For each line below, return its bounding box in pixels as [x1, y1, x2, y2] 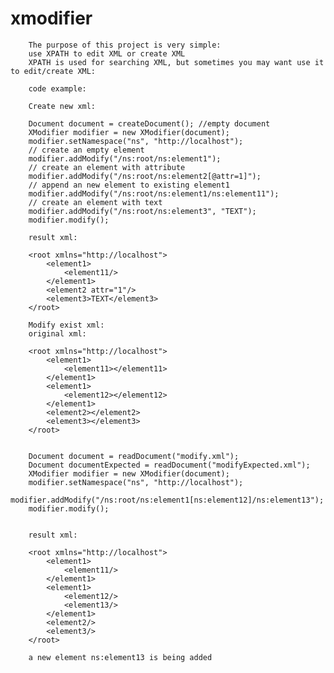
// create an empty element [28, 145, 145, 155]
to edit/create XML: [10, 66, 97, 76]
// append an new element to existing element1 [28, 180, 230, 190]
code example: [28, 83, 87, 94]
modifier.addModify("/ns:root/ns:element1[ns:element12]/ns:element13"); [10, 495, 325, 505]
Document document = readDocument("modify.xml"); [28, 451, 240, 461]
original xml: [28, 328, 87, 339]
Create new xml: [28, 101, 97, 111]
